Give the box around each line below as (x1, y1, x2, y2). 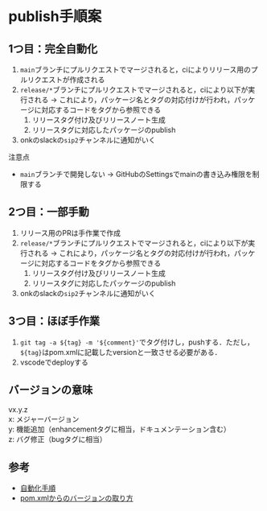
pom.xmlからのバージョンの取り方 (19, 493, 134, 503)
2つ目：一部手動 (8, 205, 90, 219)
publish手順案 (8, 7, 102, 26)
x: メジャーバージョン (8, 414, 80, 424)
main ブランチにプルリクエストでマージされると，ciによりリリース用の (19, 65, 252, 74)
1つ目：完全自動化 (8, 42, 98, 56)
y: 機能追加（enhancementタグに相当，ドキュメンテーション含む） (8, 424, 231, 435)
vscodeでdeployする (19, 357, 88, 367)
